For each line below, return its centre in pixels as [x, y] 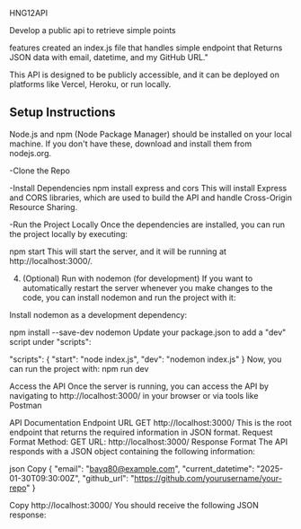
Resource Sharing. [44, 207]
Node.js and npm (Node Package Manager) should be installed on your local [150, 134]
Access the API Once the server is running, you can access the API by [139, 386]
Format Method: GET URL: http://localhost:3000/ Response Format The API [149, 441]
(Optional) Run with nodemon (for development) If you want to [137, 278]
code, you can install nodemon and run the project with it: [129, 297]
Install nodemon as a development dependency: [98, 314]
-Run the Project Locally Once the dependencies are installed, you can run [147, 225]
